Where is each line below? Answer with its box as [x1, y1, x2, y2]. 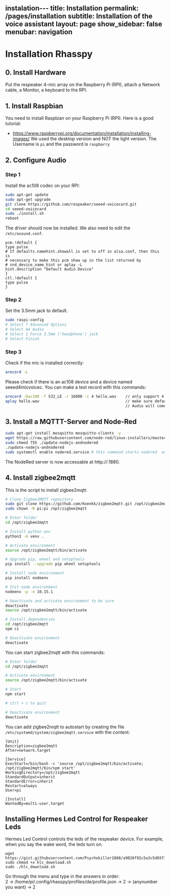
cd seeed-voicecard [5, 206, 47, 212]
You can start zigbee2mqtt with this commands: [5, 649, 105, 655]
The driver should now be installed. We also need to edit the [5, 225, 131, 231]
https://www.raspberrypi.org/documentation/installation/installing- [12, 130, 152, 136]
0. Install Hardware [5, 68, 66, 76]
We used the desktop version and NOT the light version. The [30, 136, 157, 142]
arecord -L [5, 370, 28, 375]
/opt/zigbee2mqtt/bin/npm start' [5, 765, 76, 770]
